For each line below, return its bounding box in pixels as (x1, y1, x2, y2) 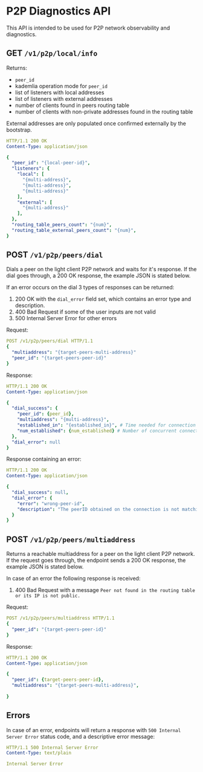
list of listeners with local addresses (14, 89, 105, 96)
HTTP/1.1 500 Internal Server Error (6, 744, 98, 750)
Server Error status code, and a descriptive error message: (6, 733, 155, 740)
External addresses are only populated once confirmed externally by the (6, 120, 186, 127)
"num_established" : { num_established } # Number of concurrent (17, 428, 177, 434)
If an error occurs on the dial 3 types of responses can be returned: (6, 284, 175, 291)
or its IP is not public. (14, 593, 80, 599)
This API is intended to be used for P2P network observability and (6, 24, 170, 31)
